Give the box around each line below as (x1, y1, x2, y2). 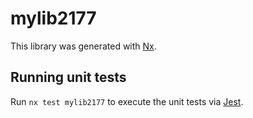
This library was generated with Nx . (10, 40, 157, 52)
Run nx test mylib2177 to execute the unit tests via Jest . (10, 95, 244, 107)
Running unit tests (10, 69, 127, 86)
